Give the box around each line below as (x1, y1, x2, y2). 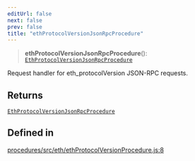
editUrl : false (7, 10, 52, 18)
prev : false (7, 23, 42, 30)
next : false (7, 17, 42, 24)
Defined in (7, 127, 54, 139)
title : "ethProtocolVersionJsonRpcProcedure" (7, 30, 143, 37)
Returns (7, 89, 44, 101)
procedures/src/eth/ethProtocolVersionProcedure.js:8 (7, 146, 165, 154)
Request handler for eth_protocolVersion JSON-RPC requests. (7, 69, 189, 77)
